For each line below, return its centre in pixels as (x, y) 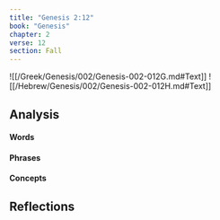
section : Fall (36, 51)
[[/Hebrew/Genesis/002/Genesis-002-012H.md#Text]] (110, 86)
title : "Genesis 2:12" (52, 18)
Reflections (42, 206)
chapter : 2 (30, 34)
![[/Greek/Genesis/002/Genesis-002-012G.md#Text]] (108, 76)
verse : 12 (28, 43)
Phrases (25, 157)
